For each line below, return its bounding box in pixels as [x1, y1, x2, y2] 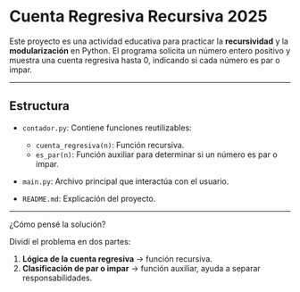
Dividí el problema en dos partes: [9, 236, 131, 246]
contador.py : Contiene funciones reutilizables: [21, 122, 192, 133]
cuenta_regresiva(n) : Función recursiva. [35, 139, 185, 150]
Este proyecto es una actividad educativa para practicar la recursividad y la [9, 36, 288, 46]
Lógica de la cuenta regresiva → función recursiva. [21, 253, 212, 264]
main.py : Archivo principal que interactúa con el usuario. [21, 176, 229, 187]
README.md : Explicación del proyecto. [21, 193, 156, 204]
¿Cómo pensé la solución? [9, 219, 106, 229]
